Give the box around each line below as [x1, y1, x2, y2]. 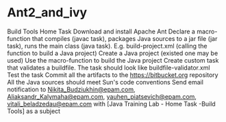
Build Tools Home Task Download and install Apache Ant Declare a [7, 27, 195, 35]
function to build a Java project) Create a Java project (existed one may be [7, 49, 218, 57]
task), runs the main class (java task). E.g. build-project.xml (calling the [7, 42, 208, 50]
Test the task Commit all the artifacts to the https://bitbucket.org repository [7, 70, 218, 79]
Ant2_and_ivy [7, 5, 88, 20]
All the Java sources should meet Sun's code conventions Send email [7, 78, 204, 86]
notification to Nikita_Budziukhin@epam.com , [7, 85, 136, 93]
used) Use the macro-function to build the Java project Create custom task [7, 56, 219, 64]
